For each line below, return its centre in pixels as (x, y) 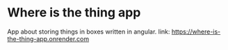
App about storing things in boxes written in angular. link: (89, 32)
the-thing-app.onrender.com (48, 38)
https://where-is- (196, 32)
